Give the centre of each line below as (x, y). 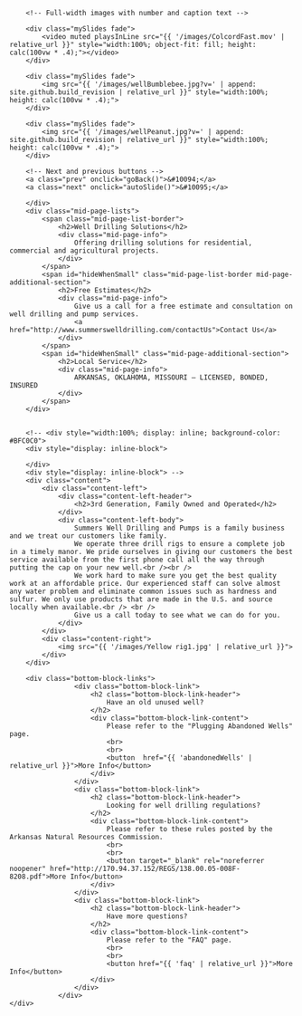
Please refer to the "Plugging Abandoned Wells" (200, 726)
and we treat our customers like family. (89, 536)
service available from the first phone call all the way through (137, 560)
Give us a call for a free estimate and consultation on (184, 306)
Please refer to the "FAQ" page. (169, 940)
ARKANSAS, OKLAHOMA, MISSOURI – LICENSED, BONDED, (171, 378)
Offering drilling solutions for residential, (163, 243)
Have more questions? (147, 916)
